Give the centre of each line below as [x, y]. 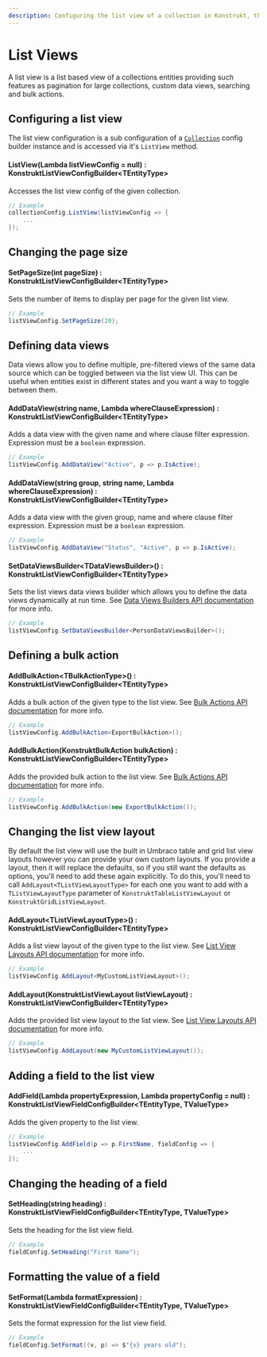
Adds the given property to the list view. [74, 1122]
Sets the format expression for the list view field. [87, 1323]
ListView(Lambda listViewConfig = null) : [77, 165]
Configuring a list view [66, 119]
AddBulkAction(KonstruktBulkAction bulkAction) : [93, 750]
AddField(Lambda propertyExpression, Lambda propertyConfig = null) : [129, 1096]
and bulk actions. [37, 94]
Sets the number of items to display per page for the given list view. [119, 298]
